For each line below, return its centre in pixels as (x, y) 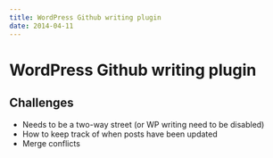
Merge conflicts (51, 143)
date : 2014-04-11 (41, 26)
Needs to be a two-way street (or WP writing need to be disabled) (143, 124)
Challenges (41, 103)
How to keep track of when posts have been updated (120, 134)
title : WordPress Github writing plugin (86, 17)
